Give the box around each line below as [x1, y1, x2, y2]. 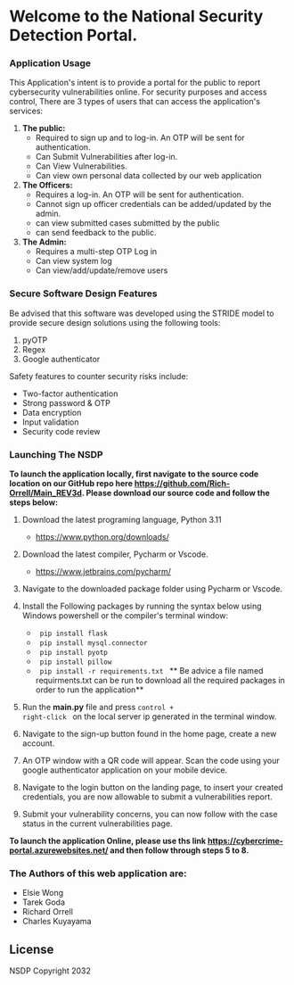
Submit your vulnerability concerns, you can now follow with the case [21, 809, 278, 820]
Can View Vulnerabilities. [35, 161, 127, 171]
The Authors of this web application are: [9, 867, 187, 880]
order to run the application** [35, 684, 144, 695]
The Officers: [21, 180, 73, 191]
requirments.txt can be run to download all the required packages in [35, 675, 285, 686]
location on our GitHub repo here [9, 478, 134, 489]
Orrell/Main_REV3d [9, 488, 83, 499]
